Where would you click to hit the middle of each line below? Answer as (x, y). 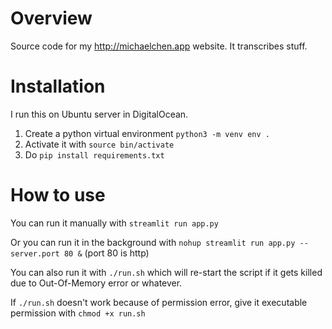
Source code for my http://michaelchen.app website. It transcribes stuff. (159, 46)
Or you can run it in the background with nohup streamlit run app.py (153, 242)
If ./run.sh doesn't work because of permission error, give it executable (159, 302)
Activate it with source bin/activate (99, 144)
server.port (35, 253)
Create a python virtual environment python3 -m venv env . (147, 133)
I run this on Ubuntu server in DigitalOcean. (99, 114)
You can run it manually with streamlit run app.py (114, 223)
